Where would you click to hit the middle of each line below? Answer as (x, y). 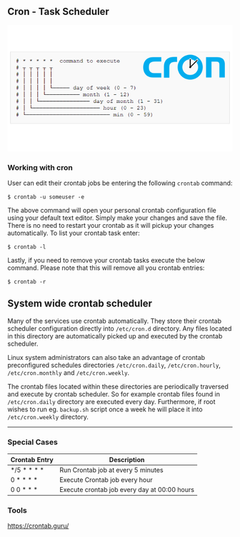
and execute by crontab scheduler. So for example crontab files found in (114, 394)
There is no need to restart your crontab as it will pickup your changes (111, 225)
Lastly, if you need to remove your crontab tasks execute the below (106, 260)
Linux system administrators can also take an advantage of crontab (106, 357)
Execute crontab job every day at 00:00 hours (127, 490)
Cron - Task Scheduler (58, 12)
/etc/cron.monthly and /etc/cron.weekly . (69, 372)
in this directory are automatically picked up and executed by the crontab (115, 336)
